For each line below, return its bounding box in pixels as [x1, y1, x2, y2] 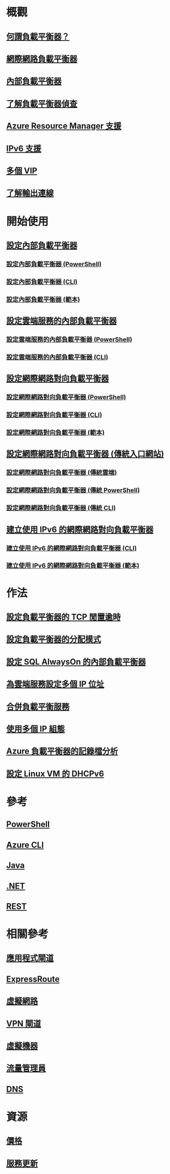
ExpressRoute [6, 974, 60, 984]
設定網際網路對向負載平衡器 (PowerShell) [6, 393, 126, 402]
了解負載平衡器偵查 [6, 98, 77, 109]
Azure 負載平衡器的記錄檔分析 [6, 746, 118, 757]
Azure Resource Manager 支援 [6, 121, 122, 131]
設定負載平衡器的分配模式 [6, 634, 101, 645]
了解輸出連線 [6, 188, 54, 198]
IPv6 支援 [6, 143, 41, 154]
